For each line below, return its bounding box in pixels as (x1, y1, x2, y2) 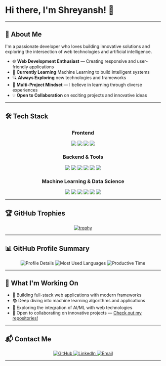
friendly (12, 64, 29, 70)
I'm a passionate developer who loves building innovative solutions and (5, 43, 150, 49)
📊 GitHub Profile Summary (5, 244, 90, 253)
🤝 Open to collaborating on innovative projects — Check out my (12, 310, 142, 316)
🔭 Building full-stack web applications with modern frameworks (12, 292, 142, 298)
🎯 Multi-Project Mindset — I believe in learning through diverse (12, 82, 142, 88)
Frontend (72, 130, 94, 137)
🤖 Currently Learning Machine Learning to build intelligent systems (12, 69, 150, 75)
